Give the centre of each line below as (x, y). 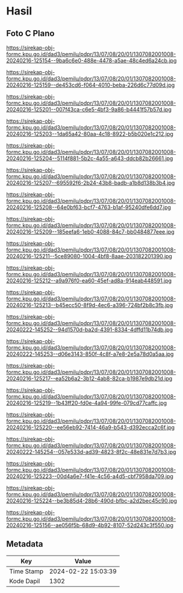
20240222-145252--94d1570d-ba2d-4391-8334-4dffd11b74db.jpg (90, 330)
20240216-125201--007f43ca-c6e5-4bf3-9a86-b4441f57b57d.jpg (89, 109)
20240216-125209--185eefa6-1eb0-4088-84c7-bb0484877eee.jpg (90, 232)
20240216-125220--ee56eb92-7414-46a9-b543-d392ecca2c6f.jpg (91, 427)
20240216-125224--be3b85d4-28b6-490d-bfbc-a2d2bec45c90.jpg (92, 501)
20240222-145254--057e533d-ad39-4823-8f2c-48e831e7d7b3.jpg (91, 452)
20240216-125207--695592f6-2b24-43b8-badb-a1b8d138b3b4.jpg (91, 183)
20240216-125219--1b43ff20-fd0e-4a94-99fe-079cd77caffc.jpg (87, 403)
